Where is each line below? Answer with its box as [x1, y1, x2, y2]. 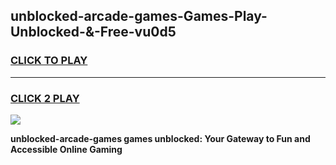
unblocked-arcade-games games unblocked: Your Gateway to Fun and [10, 132, 311, 144]
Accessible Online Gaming [10, 143, 123, 155]
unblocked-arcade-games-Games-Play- [10, 8, 268, 25]
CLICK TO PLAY [10, 54, 88, 68]
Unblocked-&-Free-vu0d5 [10, 24, 177, 41]
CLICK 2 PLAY [10, 91, 80, 105]
